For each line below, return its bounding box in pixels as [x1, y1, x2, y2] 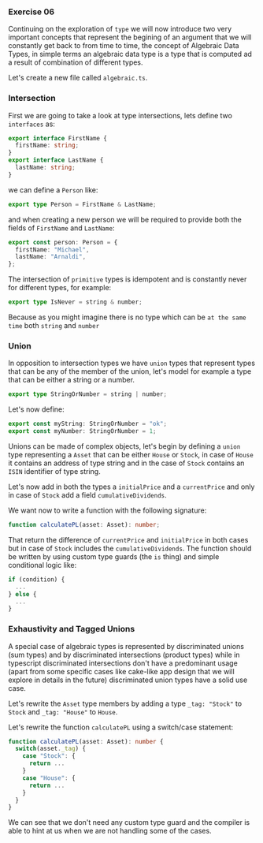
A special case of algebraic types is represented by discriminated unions [8, 641, 244, 651]
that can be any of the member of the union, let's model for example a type [8, 367, 252, 376]
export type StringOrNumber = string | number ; [8, 390, 168, 398]
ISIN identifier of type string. [8, 467, 101, 476]
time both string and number [8, 321, 100, 330]
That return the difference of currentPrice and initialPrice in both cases [8, 535, 249, 544]
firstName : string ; [15, 141, 80, 150]
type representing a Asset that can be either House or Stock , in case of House [8, 450, 254, 460]
